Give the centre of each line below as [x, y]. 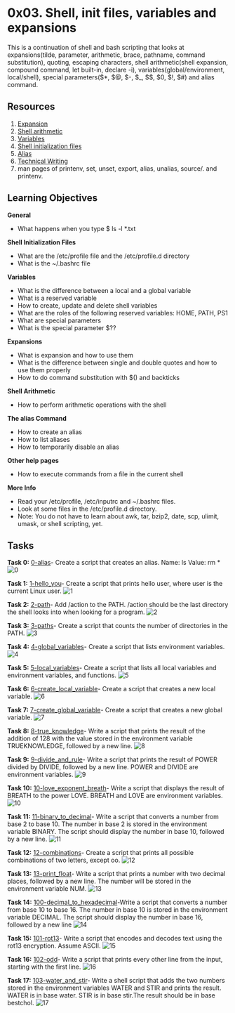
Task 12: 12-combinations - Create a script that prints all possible [101, 853]
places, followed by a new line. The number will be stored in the [99, 881]
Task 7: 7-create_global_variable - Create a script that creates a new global [115, 710]
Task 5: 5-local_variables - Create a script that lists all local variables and [112, 668]
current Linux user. [34, 591]
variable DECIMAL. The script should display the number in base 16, [105, 917]
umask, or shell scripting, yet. [60, 523]
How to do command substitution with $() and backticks [99, 377]
